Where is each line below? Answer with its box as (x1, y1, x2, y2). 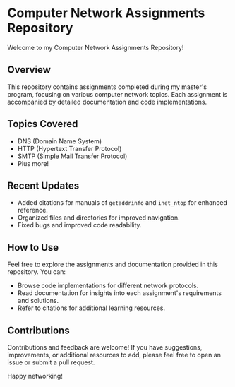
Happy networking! (7, 372, 64, 380)
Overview (7, 64, 52, 76)
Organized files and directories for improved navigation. (17, 213, 180, 222)
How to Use (7, 242, 59, 254)
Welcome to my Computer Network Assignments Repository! (7, 43, 184, 52)
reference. (17, 206, 48, 215)
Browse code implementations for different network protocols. (17, 281, 199, 290)
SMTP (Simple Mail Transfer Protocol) (17, 152, 128, 160)
